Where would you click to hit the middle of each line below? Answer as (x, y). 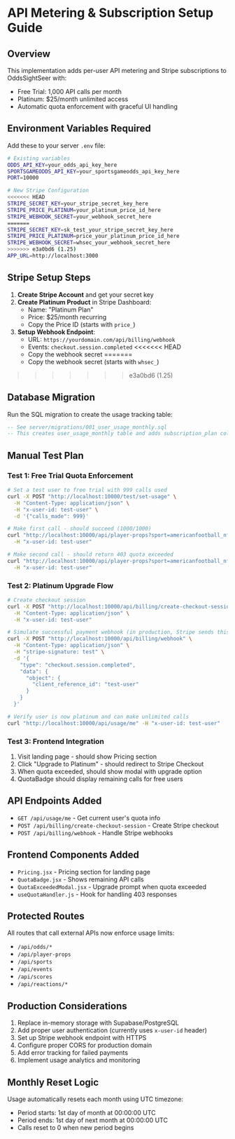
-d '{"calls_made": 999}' (51, 516)
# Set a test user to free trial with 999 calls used (87, 490)
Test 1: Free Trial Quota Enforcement (70, 475)
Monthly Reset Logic (53, 1082)
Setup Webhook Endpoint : (56, 332)
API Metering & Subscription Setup (111, 13)
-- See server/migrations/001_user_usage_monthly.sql (87, 427)
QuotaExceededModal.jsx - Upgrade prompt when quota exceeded (112, 886)
